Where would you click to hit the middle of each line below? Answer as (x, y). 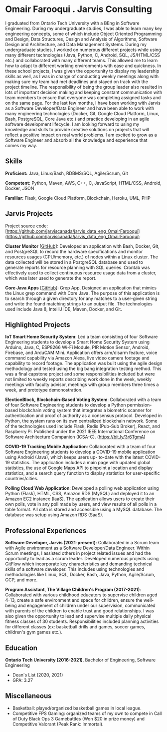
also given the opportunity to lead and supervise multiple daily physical (78, 616)
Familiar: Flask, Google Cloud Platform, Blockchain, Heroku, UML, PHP (78, 198)
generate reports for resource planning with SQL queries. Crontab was (78, 267)
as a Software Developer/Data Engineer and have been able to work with (80, 108)
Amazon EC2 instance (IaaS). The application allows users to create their (80, 499)
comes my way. (21, 145)
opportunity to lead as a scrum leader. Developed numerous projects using (82, 559)
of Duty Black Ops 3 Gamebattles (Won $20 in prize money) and (79, 718)
